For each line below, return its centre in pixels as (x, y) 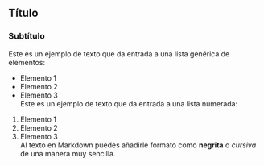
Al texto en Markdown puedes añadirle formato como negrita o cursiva (138, 145)
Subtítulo (27, 36)
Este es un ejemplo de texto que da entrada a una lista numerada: (129, 103)
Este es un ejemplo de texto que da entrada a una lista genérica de (119, 54)
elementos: (27, 62)
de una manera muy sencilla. (68, 153)
